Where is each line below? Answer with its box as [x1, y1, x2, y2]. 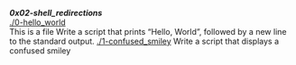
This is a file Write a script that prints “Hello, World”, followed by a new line [9, 27, 287, 37]
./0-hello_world [9, 17, 66, 28]
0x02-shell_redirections [9, 8, 103, 18]
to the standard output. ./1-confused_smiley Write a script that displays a [9, 36, 280, 46]
